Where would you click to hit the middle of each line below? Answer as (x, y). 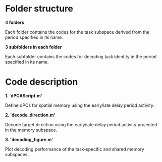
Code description (42, 82)
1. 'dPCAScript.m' (24, 95)
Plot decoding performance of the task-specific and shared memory (75, 149)
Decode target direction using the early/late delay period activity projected (81, 124)
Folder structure (39, 9)
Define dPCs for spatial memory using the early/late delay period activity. (80, 105)
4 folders (15, 22)
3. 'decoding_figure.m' (29, 139)
